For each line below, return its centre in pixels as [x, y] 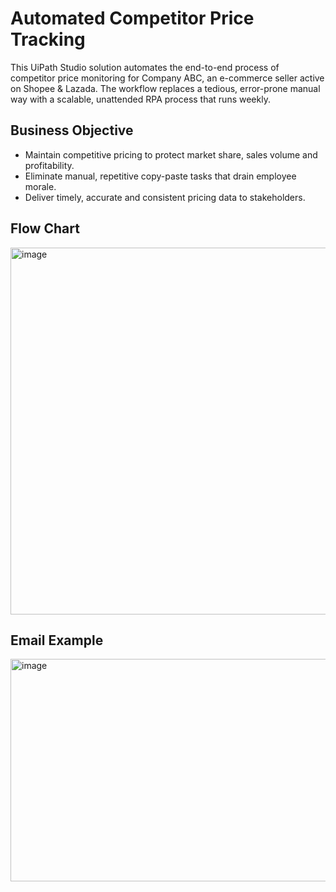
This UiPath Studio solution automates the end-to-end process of [145, 67]
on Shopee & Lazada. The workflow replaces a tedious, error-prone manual [165, 88]
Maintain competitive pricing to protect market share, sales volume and [171, 154]
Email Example [57, 640]
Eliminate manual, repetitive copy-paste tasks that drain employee [160, 176]
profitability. [49, 165]
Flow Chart [45, 228]
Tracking [48, 39]
